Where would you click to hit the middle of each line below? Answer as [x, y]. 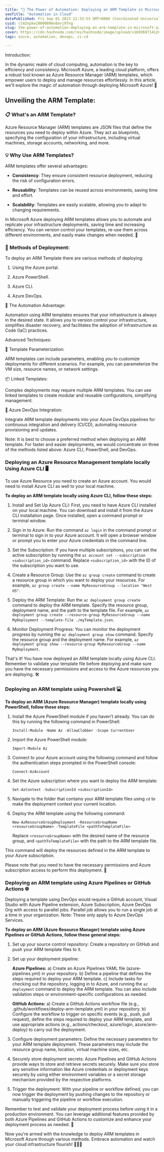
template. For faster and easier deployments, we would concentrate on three [82, 445]
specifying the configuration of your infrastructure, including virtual [73, 138]
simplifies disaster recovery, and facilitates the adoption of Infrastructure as [81, 325]
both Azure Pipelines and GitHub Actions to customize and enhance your [78, 1119]
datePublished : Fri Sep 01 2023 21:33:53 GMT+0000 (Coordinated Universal [83, 19]
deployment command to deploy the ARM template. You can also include [84, 989]
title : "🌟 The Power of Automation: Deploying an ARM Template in [74, 10]
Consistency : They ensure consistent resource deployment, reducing [82, 175]
